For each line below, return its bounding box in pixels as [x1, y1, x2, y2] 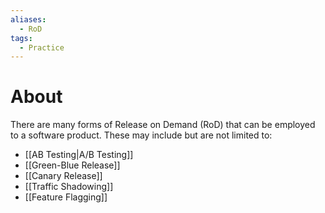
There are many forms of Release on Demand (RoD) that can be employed [10, 119, 316, 131]
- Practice [19, 42, 65, 53]
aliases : [10, 14, 47, 25]
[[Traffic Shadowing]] [24, 181, 114, 193]
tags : [10, 33, 33, 43]
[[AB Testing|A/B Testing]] [24, 149, 134, 161]
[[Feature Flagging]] [24, 191, 108, 203]
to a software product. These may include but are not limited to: [10, 129, 273, 141]
